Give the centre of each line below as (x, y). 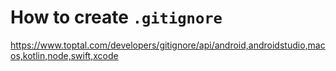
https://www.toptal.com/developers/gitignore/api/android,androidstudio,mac (168, 45)
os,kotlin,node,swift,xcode (64, 55)
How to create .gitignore (116, 17)
